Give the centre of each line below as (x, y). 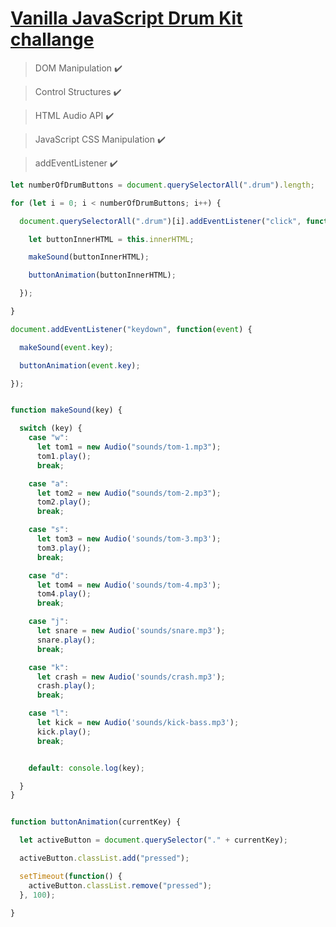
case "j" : (49, 622)
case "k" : (49, 667)
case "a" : (49, 483)
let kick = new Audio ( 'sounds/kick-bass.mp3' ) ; (138, 723)
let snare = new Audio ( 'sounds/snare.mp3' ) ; (131, 631)
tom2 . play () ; (64, 502)
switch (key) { (51, 428)
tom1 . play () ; (64, 456)
